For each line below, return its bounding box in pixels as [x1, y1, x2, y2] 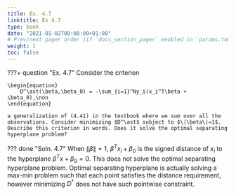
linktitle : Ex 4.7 [7, 17, 61, 24]
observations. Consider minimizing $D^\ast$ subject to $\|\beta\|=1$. [7, 118, 221, 126]
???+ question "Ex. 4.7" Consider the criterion [7, 68, 140, 77]
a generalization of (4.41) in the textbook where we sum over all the [7, 113, 221, 120]
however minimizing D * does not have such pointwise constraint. [7, 178, 195, 188]
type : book [7, 23, 39, 30]
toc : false [7, 50, 39, 57]
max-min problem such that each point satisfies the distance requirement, [7, 171, 221, 179]
